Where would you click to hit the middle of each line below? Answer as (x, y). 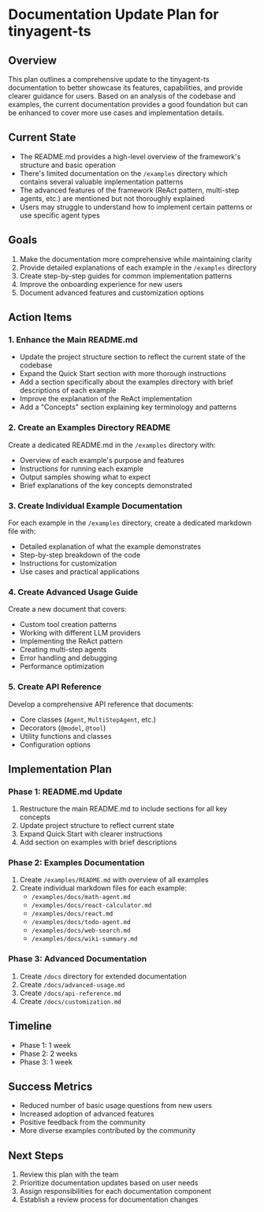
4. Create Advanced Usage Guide (73, 591)
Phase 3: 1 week (46, 1061)
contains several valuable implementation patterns (101, 181)
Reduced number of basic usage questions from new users (116, 1106)
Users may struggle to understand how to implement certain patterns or (136, 207)
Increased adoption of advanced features (87, 1114)
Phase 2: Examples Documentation (76, 863)
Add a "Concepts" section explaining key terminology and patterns (128, 407)
